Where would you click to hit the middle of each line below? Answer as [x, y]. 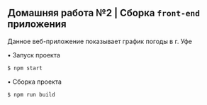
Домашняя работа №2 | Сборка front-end [104, 13]
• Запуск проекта [34, 55]
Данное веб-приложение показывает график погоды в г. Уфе [100, 41]
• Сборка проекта [35, 82]
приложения [37, 24]
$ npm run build [31, 94]
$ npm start [25, 68]
